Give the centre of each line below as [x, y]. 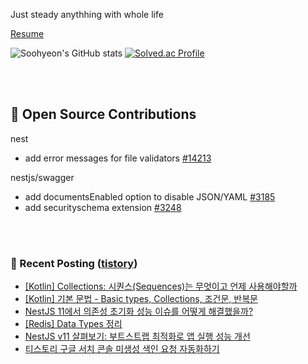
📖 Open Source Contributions [103, 114]
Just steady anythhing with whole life [87, 14]
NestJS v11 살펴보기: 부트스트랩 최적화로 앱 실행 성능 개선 [137, 336]
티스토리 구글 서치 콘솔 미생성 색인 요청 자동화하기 [122, 349]
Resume [27, 33]
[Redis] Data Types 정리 [73, 324]
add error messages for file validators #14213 [118, 158]
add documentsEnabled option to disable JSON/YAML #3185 [150, 196]
